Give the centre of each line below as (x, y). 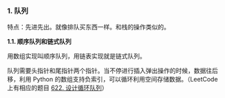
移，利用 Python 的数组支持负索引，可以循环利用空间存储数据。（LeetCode (112, 79)
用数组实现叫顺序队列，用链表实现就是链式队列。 (76, 56)
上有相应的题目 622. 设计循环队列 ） (57, 88)
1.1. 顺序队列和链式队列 (40, 42)
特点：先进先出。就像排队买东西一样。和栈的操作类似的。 (88, 27)
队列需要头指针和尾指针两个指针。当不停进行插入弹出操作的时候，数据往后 (112, 71)
